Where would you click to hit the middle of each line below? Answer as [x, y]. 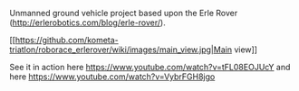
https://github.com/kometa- [67, 40]
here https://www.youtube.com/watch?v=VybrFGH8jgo [112, 77]
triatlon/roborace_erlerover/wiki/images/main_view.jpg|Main [121, 50]
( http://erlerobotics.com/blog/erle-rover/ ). [87, 23]
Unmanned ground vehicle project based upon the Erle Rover [124, 13]
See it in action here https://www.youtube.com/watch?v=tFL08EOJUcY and [150, 67]
